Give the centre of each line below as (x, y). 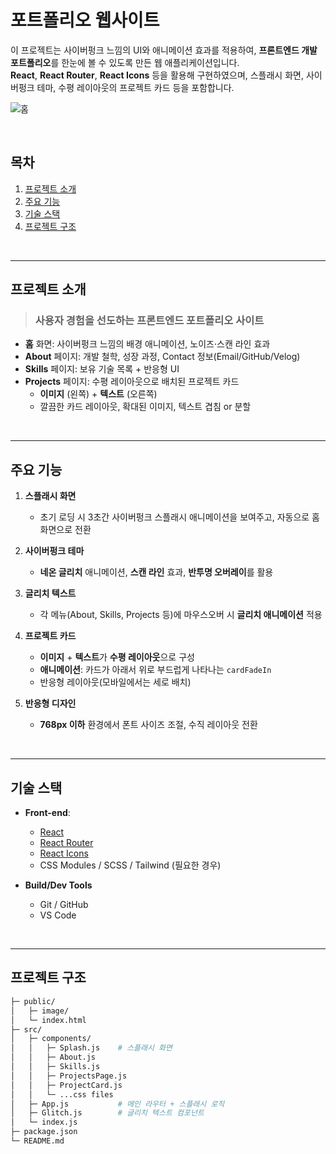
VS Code (58, 915)
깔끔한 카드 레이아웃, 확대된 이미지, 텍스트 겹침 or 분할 (145, 407)
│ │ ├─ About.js (53, 1057)
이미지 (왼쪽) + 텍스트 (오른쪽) (98, 394)
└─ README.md (37, 1141)
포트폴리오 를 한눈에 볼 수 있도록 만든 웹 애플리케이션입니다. (125, 62)
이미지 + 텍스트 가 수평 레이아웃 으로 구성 (117, 657)
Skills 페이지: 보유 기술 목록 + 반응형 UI (102, 369)
